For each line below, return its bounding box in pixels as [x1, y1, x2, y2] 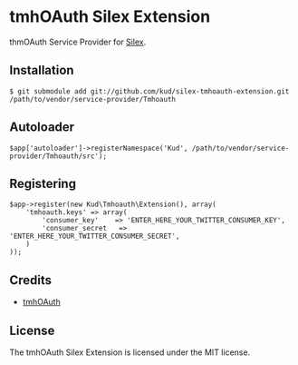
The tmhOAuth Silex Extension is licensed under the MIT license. [9, 347, 251, 358]
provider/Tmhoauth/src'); [9, 152, 107, 161]
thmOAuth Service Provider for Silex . [9, 36, 147, 47]
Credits [9, 272, 53, 288]
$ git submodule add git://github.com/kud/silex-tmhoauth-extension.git [9, 86, 290, 96]
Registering [9, 175, 77, 192]
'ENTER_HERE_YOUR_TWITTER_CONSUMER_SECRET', [9, 232, 180, 242]
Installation [9, 63, 74, 78]
